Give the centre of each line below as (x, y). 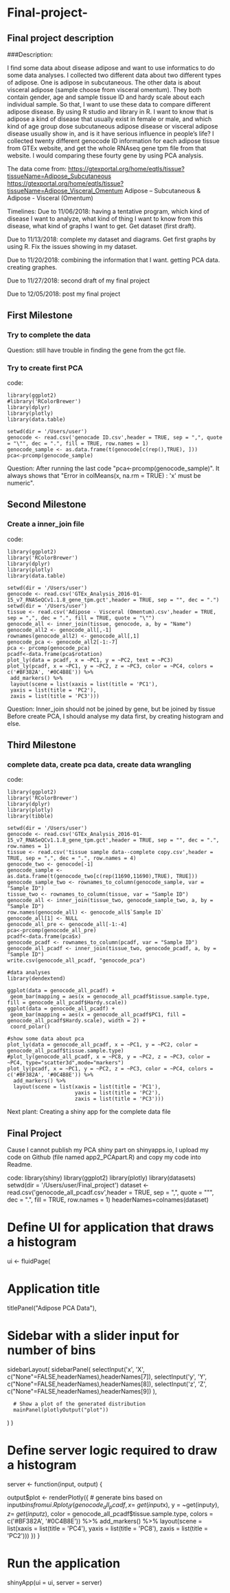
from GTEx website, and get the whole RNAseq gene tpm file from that (107, 148)
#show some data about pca (46, 1039)
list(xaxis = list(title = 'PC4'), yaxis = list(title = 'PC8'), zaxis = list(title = (107, 1528)
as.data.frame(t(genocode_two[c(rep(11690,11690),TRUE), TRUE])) (102, 877)
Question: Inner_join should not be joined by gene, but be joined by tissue (111, 709)
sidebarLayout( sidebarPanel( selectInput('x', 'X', (76, 1369)
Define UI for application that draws (111, 1228)
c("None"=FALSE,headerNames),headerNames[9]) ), (82, 1391)
